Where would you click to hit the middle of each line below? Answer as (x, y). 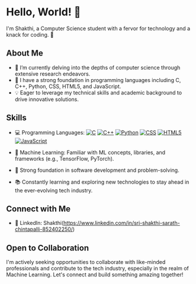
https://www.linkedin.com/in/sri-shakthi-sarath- (122, 223)
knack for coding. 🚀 (30, 34)
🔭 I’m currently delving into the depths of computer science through (97, 67)
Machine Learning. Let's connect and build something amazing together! (95, 275)
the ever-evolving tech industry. (54, 190)
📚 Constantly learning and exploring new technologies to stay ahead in (102, 182)
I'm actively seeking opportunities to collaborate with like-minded (86, 262)
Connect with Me (38, 209)
